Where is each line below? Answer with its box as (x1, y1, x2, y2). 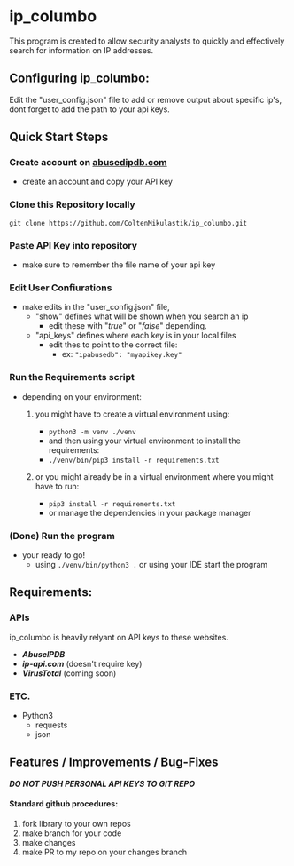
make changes (21, 837, 76, 847)
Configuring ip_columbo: (9, 71, 150, 86)
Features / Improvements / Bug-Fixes (9, 755, 219, 770)
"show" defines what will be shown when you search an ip (35, 311, 249, 322)
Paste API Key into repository (9, 239, 138, 251)
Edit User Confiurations (9, 282, 112, 294)
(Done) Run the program (9, 529, 115, 542)
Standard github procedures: (9, 798, 119, 809)
